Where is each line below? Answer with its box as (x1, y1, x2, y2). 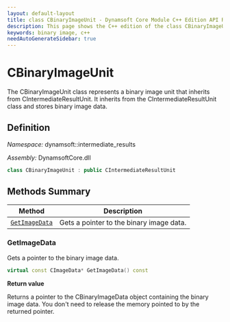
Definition (7, 122, 50, 134)
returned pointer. (7, 307, 55, 315)
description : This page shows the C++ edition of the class (7, 23, 183, 29)
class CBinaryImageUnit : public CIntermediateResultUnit (7, 166, 176, 173)
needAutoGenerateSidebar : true (7, 36, 97, 42)
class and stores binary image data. (7, 102, 107, 110)
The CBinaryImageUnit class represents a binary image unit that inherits (7, 88, 210, 96)
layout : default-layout (7, 10, 75, 17)
